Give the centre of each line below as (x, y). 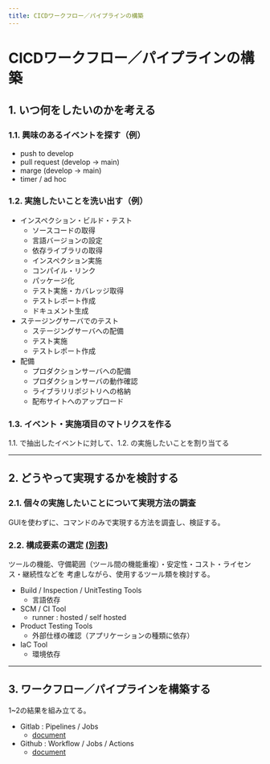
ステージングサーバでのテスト (69, 320)
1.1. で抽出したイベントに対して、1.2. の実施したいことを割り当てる (119, 443)
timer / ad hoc (43, 179)
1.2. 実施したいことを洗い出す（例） (78, 201)
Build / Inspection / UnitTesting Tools (81, 590)
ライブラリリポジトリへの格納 (81, 391)
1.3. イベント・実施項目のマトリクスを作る (90, 424)
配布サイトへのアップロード (78, 401)
